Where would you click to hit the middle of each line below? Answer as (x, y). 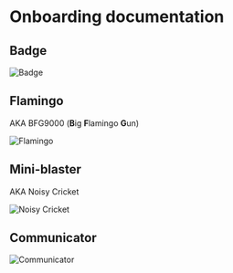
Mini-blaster (46, 169)
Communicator (53, 238)
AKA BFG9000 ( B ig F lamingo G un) (74, 123)
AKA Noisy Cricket (44, 191)
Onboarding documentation (117, 17)
